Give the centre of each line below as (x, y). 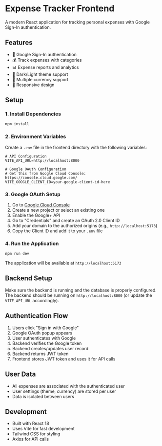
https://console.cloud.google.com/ (41, 178)
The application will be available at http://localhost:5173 (63, 263)
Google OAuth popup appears (42, 333)
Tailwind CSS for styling (36, 434)
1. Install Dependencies (33, 114)
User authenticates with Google (44, 338)
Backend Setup (29, 279)
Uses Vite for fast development (43, 429)
